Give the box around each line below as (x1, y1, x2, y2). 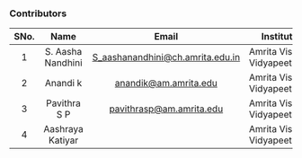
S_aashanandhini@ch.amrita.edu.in (92, 51, 241, 64)
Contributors (9, 7, 67, 20)
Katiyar (48, 134, 79, 146)
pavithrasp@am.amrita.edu (109, 102, 224, 115)
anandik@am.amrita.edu (114, 77, 218, 90)
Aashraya (43, 123, 84, 136)
